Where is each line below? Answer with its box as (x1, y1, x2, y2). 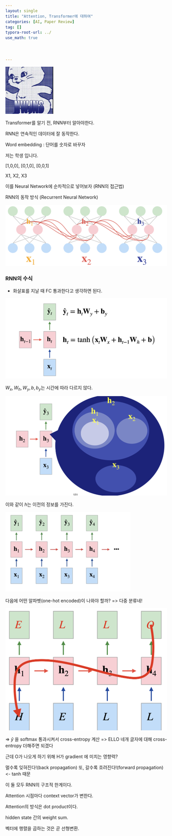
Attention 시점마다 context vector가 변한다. (5, 792, 93, 799)
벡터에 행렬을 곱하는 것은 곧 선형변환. (5, 825, 80, 831)
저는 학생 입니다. (5, 152, 39, 159)
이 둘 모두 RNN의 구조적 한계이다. (5, 782, 73, 788)
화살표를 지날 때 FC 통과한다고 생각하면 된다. (12, 287, 103, 294)
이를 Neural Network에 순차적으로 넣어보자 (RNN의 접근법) (5, 183, 124, 189)
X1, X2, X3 (5, 172, 27, 179)
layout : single (5, 8, 38, 13)
